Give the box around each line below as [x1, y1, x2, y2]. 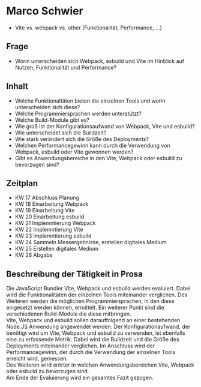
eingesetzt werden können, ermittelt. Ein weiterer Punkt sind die [6, 304, 164, 311]
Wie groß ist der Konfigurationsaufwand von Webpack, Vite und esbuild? [14, 122, 195, 130]
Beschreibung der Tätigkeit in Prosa [6, 269, 143, 279]
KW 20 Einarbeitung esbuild [14, 213, 85, 220]
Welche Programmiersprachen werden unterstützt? [14, 110, 142, 117]
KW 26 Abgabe [14, 251, 53, 259]
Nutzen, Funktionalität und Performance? [14, 64, 117, 71]
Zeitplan [6, 178, 38, 188]
